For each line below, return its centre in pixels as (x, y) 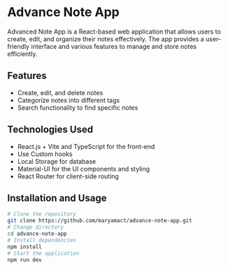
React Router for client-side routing (68, 176)
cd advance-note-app (37, 234)
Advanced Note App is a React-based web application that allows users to (114, 31)
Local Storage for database (57, 161)
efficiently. (22, 54)
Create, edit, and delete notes (60, 92)
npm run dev (24, 260)
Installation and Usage (57, 198)
